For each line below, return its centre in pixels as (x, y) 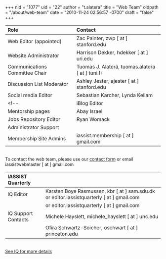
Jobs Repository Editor (34, 119)
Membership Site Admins (37, 138)
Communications (27, 67)
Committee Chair (27, 73)
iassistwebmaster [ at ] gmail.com (40, 164)
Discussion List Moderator (38, 84)
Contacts (18, 220)
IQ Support (20, 213)
